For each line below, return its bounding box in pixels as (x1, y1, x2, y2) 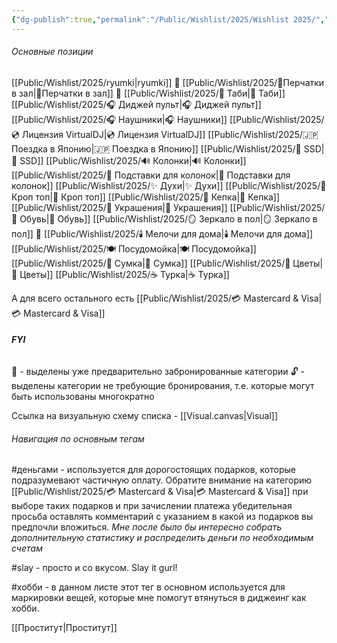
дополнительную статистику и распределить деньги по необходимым (11, 532, 314, 544)
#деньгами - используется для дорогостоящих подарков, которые (11, 464, 296, 476)
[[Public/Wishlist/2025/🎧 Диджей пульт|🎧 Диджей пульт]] (11, 98, 262, 110)
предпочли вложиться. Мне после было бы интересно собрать (11, 521, 283, 533)
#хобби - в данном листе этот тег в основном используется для (11, 581, 286, 593)
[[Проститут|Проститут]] (11, 622, 118, 634)
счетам (11, 542, 43, 555)
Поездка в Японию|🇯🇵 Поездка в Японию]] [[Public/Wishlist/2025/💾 (11, 142, 302, 155)
